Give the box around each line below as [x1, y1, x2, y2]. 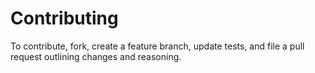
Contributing [10, 7, 119, 30]
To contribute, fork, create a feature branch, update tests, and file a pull [10, 40, 305, 52]
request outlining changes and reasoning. [10, 50, 182, 62]
